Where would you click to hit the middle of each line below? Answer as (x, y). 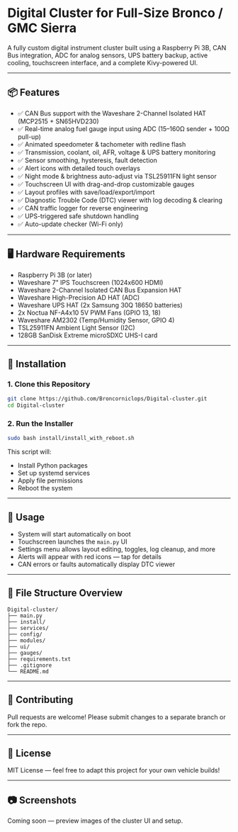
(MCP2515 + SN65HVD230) (58, 121)
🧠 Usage (26, 517)
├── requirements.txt (39, 659)
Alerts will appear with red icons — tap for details (89, 556)
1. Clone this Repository (49, 384)
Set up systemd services (54, 473)
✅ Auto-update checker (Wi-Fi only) (70, 224)
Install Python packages (53, 466)
